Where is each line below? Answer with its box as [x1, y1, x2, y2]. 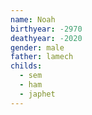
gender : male [10, 42, 65, 53]
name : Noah [10, 14, 56, 25]
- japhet [19, 89, 56, 99]
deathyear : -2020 [10, 33, 83, 43]
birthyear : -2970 [10, 24, 83, 34]
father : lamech [10, 52, 74, 62]
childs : [10, 61, 43, 71]
